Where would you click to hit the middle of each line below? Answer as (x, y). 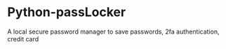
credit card (23, 38)
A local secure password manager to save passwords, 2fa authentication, (113, 31)
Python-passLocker (67, 12)
